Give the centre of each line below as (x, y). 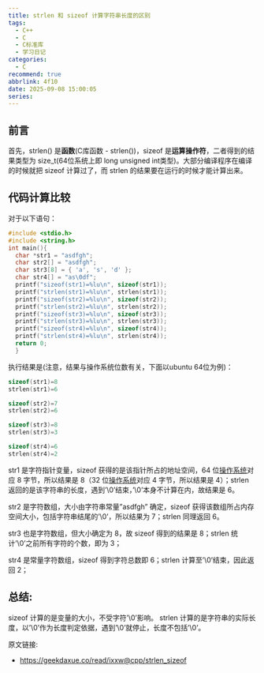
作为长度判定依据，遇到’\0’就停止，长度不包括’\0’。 (122, 627)
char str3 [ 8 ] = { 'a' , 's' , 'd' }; (74, 270)
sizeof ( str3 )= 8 (33, 425)
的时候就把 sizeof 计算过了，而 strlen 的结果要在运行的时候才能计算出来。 (128, 171)
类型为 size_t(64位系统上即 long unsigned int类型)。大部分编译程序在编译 (133, 161)
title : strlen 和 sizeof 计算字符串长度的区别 (80, 15)
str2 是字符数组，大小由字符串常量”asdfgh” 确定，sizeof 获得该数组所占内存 (131, 506)
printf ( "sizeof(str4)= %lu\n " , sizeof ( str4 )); (91, 329)
